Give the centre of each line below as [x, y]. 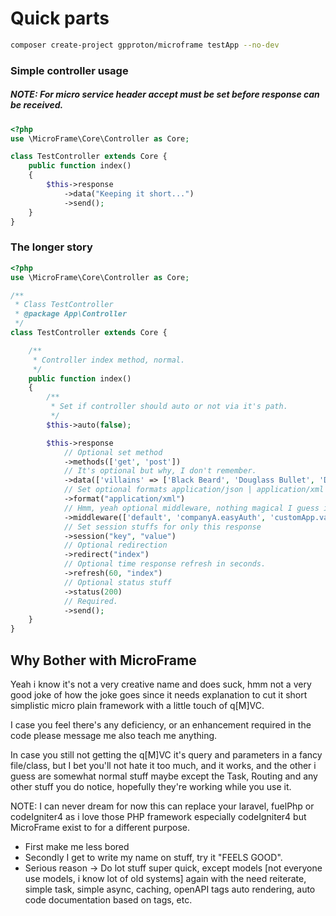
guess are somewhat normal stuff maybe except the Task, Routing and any [164, 776]
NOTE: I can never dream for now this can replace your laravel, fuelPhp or [162, 806]
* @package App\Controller [71, 314]
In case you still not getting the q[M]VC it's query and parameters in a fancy [166, 754]
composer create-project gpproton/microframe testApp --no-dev [145, 45]
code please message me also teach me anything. [114, 735]
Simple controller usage [69, 70]
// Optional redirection [115, 545]
